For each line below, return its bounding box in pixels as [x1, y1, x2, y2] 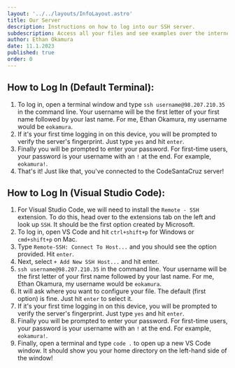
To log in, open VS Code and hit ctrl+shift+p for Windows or [17, 228, 194, 236]
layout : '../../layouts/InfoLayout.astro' [7, 10, 133, 17]
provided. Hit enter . [17, 250, 75, 258]
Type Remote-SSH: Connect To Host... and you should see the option [17, 242, 217, 251]
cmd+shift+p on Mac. [17, 235, 78, 244]
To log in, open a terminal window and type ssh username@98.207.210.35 [17, 100, 225, 108]
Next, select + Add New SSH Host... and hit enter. [17, 258, 159, 266]
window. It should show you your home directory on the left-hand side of [17, 346, 227, 355]
